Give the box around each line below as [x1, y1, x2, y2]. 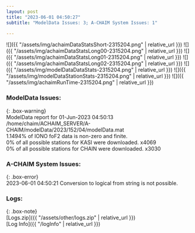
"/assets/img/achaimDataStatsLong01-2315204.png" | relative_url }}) [14, 54, 182, 61]
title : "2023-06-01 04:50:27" [6, 14, 81, 20]
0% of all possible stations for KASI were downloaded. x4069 [6, 139, 156, 146]
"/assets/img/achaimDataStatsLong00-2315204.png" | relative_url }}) [14, 47, 183, 55]
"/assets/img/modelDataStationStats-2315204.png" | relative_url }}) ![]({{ [6, 72, 184, 80]
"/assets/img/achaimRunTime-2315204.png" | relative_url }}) [6, 79, 154, 86]
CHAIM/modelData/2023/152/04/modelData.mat [6, 126, 124, 133]
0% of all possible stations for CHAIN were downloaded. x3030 [6, 145, 161, 152]
